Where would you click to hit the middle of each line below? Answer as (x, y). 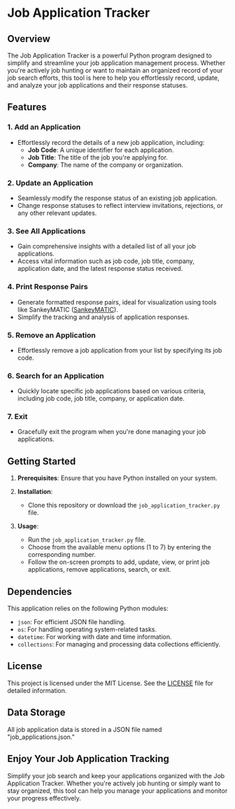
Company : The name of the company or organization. (106, 164)
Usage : (28, 526)
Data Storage (36, 713)
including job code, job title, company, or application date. (101, 399)
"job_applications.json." (41, 737)
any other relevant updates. (57, 213)
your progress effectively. (44, 798)
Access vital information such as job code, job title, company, (106, 261)
